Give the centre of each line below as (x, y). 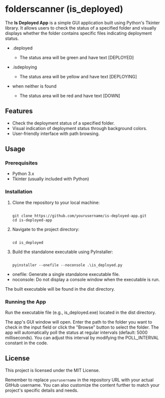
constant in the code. (27, 343)
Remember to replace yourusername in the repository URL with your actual (79, 380)
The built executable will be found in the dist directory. (60, 289)
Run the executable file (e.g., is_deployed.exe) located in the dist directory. (81, 313)
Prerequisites (21, 163)
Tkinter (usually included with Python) (51, 179)
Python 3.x (23, 174)
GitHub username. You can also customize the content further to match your (82, 385)
